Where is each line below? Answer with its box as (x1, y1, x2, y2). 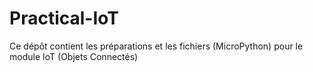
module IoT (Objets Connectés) (9, 50, 139, 62)
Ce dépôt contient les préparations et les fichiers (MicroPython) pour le (9, 40, 304, 52)
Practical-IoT (9, 7, 119, 30)
